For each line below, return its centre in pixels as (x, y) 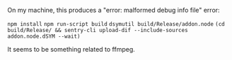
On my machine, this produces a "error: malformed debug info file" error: (114, 10)
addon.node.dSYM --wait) (44, 36)
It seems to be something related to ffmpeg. (71, 49)
